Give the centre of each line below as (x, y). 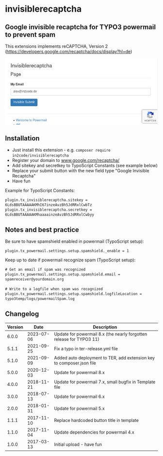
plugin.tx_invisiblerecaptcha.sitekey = (47, 200)
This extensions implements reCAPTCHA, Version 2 (57, 46)
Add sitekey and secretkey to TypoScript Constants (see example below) (85, 166)
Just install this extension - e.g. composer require (61, 150)
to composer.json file (75, 363)
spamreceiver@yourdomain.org (34, 279)
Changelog (22, 314)
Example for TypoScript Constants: (40, 191)
